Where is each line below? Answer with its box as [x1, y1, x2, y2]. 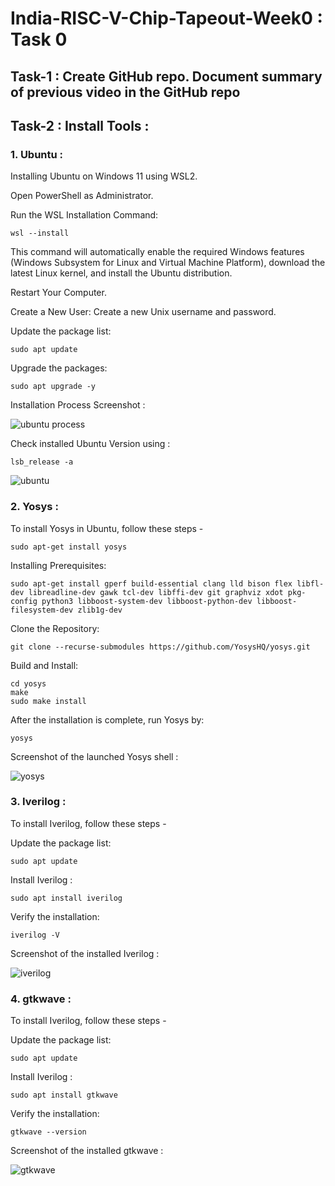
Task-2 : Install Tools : [10, 117, 150, 134]
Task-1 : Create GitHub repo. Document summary [10, 68, 323, 85]
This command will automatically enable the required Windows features [10, 246, 305, 258]
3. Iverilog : [10, 795, 67, 809]
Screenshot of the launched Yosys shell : [10, 750, 179, 762]
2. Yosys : [10, 500, 59, 514]
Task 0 [10, 28, 68, 51]
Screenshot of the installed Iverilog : [10, 947, 160, 959]
